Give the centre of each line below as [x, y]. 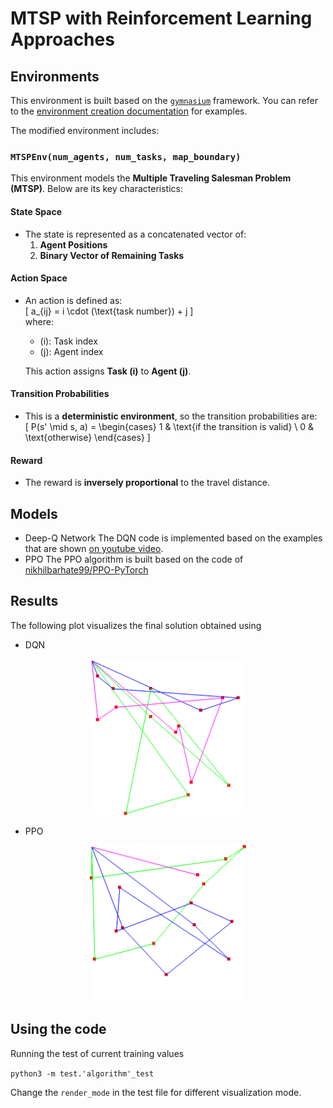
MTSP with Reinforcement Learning [161, 18]
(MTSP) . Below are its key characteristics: [97, 189]
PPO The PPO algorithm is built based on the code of [134, 559]
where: [39, 321]
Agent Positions [73, 244]
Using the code [58, 1029]
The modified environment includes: [85, 130]
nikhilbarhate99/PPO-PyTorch [86, 569]
